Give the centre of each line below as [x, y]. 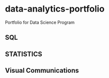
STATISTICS [24, 54]
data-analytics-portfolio [55, 9]
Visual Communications [42, 70]
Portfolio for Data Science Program [40, 22]
